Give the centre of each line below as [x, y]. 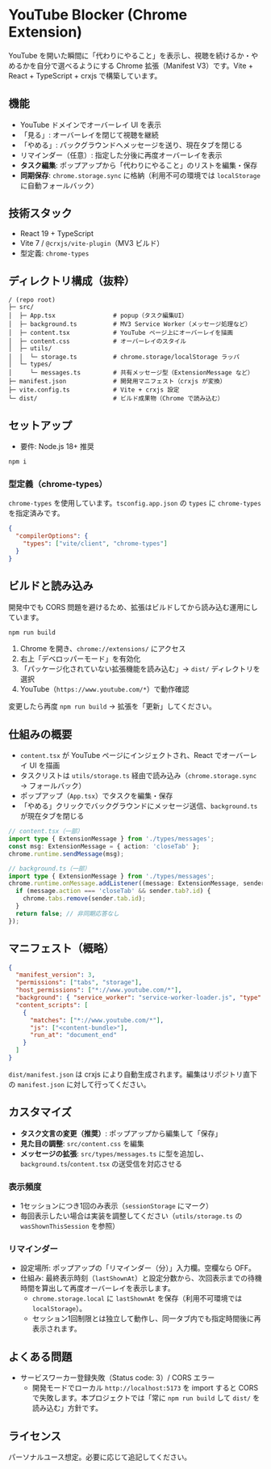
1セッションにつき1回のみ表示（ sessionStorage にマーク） [117, 1206]
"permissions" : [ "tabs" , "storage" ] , [79, 983]
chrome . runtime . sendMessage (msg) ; [67, 854]
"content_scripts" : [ [52, 1005]
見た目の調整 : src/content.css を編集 [82, 1143]
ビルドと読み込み [51, 586]
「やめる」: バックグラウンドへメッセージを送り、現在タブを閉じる [131, 145]
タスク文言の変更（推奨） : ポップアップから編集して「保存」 [121, 1133]
